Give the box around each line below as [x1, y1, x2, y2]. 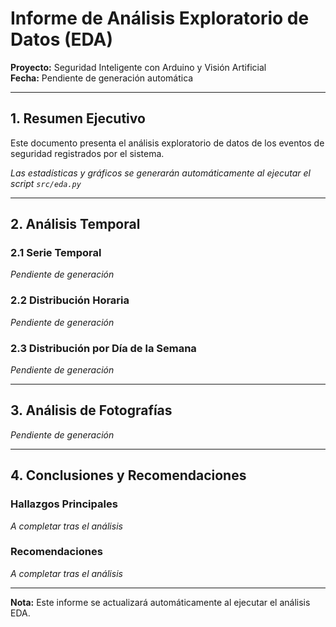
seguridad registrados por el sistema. [10, 147, 165, 159]
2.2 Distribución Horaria [10, 293, 130, 307]
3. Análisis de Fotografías [10, 402, 173, 419]
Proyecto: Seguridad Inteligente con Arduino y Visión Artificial [10, 61, 267, 73]
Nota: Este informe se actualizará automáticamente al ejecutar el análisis [10, 596, 311, 608]
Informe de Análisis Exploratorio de [10, 7, 310, 30]
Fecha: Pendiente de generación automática [10, 72, 194, 84]
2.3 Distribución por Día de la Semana [10, 341, 197, 355]
